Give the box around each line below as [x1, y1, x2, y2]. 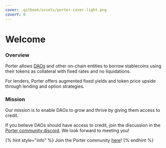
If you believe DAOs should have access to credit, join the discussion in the [5, 122, 161, 128]
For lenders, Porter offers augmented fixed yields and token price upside [5, 78, 156, 84]
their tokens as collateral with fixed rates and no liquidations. [5, 68, 131, 74]
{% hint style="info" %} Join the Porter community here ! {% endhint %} [5, 137, 154, 143]
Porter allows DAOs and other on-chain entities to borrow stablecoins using [5, 63, 162, 69]
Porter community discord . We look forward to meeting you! [5, 127, 130, 133]
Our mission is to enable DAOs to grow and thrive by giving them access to [5, 107, 160, 113]
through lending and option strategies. [5, 83, 85, 89]
